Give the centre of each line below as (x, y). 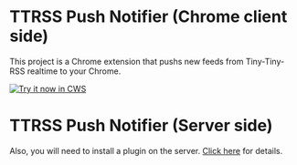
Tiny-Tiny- (265, 61)
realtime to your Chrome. (74, 71)
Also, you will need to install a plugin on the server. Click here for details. (146, 150)
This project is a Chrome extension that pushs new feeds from (127, 61)
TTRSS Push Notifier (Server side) (141, 126)
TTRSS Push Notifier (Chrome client (148, 17)
